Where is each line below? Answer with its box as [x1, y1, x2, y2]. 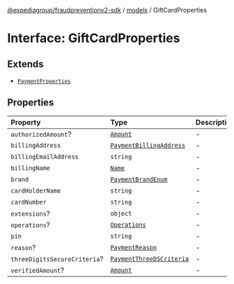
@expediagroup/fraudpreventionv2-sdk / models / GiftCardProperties [7, 6, 208, 14]
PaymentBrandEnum [110, 175, 168, 184]
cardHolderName [10, 186, 61, 195]
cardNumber [10, 198, 47, 206]
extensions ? [10, 209, 51, 218]
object [110, 209, 132, 217]
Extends [7, 58, 44, 70]
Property [10, 117, 41, 127]
